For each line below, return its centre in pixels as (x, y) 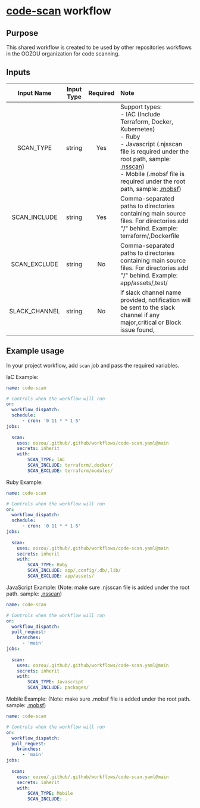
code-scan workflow (59, 11)
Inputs (18, 73)
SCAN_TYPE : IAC (46, 460)
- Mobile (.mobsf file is (152, 174)
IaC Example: (22, 377)
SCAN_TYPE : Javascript (56, 682)
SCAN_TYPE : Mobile (50, 794)
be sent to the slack (148, 307)
